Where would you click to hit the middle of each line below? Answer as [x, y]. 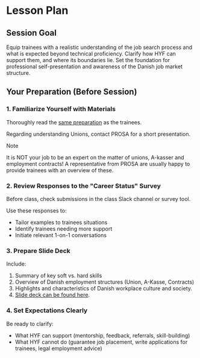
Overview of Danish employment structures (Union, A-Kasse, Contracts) [105, 282]
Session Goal [32, 33]
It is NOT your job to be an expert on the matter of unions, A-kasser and [95, 157]
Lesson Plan [37, 11]
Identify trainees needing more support [64, 229]
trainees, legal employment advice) [58, 348]
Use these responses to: [36, 210]
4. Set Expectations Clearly [47, 310]
